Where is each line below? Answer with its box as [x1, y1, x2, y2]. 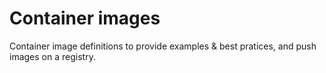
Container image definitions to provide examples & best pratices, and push [9, 40, 317, 52]
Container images [9, 7, 161, 30]
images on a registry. [9, 50, 96, 62]
